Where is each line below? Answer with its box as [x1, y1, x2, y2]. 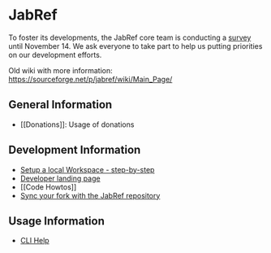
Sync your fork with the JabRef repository [19, 190, 161, 200]
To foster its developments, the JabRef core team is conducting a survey [8, 33, 252, 42]
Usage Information [8, 214, 105, 228]
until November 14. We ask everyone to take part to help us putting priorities [8, 41, 263, 50]
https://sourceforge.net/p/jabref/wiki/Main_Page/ [8, 74, 173, 84]
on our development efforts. [8, 50, 102, 59]
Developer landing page [19, 173, 101, 183]
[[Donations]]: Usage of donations [19, 120, 135, 129]
